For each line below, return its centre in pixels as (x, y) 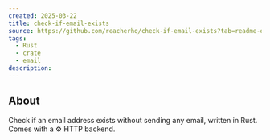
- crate (29, 53)
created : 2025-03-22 (43, 16)
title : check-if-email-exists (59, 23)
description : (30, 68)
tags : (17, 38)
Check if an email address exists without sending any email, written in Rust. (133, 120)
